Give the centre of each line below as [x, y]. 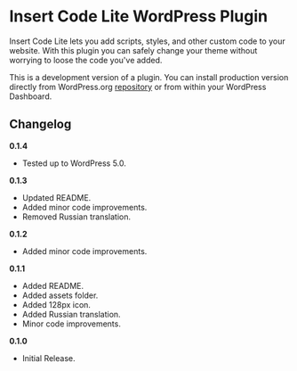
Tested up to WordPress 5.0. [74, 163]
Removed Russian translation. [76, 217]
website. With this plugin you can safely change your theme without [133, 50]
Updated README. [56, 197]
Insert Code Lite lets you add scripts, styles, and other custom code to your [148, 41]
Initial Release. [48, 358]
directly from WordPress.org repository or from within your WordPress [138, 87]
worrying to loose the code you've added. [86, 60]
